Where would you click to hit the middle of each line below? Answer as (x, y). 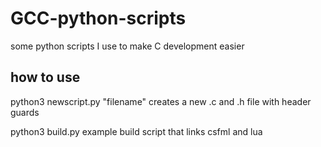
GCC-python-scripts (98, 18)
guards (25, 112)
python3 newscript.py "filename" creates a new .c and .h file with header (161, 101)
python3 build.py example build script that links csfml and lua (136, 131)
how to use (45, 77)
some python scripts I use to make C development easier (127, 46)
